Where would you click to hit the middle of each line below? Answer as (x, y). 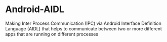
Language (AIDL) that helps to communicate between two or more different (83, 28)
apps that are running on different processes (52, 34)
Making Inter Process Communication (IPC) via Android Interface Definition (83, 23)
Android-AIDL (35, 9)
